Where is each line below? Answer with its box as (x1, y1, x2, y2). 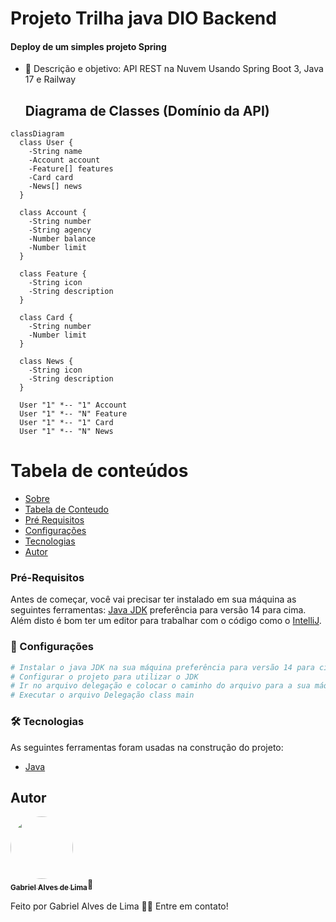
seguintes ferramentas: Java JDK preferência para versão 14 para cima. (10, 604, 307, 616)
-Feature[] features (28, 164, 114, 174)
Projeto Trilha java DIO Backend (10, 7, 277, 30)
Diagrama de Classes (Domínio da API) (24, 102, 270, 119)
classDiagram (10, 129, 65, 139)
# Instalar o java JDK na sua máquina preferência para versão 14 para (10, 662, 315, 672)
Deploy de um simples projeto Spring (10, 40, 167, 52)
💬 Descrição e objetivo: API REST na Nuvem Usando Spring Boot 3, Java (24, 63, 324, 75)
